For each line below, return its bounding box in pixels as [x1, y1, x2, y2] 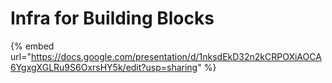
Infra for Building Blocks [10, 7, 215, 30]
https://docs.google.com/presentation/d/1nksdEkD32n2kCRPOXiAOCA [30, 50, 322, 62]
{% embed [10, 40, 55, 52]
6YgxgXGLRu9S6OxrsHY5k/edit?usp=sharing [10, 61, 198, 73]
